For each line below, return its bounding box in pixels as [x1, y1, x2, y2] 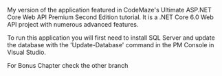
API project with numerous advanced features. [7, 21, 139, 28]
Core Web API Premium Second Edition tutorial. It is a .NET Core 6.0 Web [7, 13, 214, 21]
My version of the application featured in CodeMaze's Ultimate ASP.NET [7, 6, 212, 14]
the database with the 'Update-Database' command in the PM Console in [7, 41, 214, 49]
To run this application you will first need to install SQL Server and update [7, 34, 215, 42]
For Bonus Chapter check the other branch [7, 62, 129, 69]
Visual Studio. [7, 48, 47, 56]
